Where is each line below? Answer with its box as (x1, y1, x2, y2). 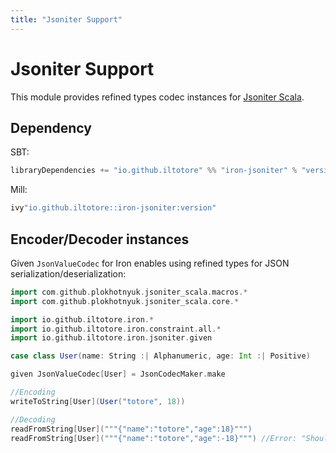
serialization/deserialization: (10, 267, 127, 280)
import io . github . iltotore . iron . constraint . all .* (10, 324, 222, 334)
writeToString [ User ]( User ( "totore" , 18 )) (10, 396, 186, 406)
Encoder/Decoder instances (10, 231, 190, 248)
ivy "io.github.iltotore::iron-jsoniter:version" (10, 203, 217, 213)
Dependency (10, 119, 92, 136)
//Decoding (10, 414, 56, 425)
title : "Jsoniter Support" (10, 14, 123, 25)
